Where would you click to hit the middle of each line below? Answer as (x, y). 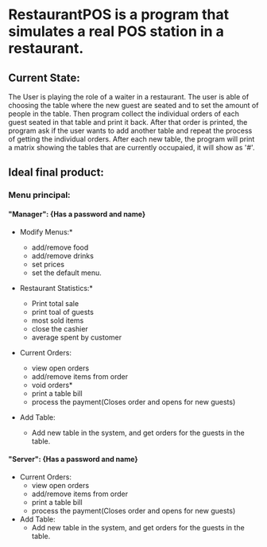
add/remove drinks (62, 255)
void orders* (52, 385)
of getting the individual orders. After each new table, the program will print (132, 139)
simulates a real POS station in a (116, 31)
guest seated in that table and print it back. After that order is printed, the (128, 122)
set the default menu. (66, 273)
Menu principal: (39, 195)
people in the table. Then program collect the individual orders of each (124, 114)
